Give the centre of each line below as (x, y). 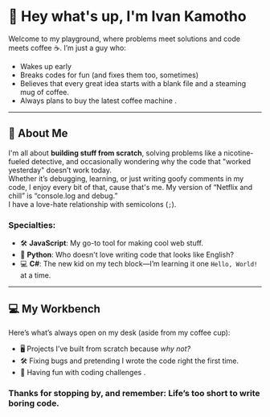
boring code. (34, 403)
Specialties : (32, 225)
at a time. (35, 275)
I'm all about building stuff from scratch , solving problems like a (115, 153)
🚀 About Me (38, 133)
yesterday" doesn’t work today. (60, 170)
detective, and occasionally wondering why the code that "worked (141, 161)
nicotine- (239, 153)
